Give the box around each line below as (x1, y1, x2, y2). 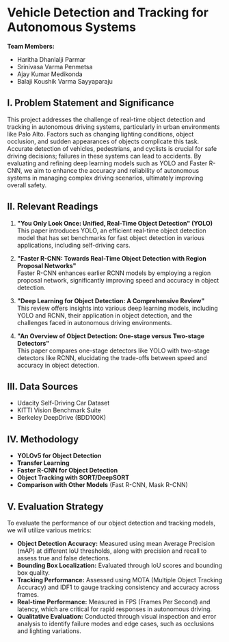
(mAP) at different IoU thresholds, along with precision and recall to (16, 547, 207, 555)
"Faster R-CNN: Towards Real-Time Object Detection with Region (16, 254, 206, 262)
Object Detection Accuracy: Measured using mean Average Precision (16, 540, 215, 547)
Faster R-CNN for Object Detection (16, 466, 118, 475)
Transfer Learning (16, 459, 70, 467)
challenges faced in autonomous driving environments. (16, 318, 172, 326)
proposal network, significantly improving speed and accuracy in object (16, 276, 219, 284)
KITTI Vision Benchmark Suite (16, 406, 101, 414)
